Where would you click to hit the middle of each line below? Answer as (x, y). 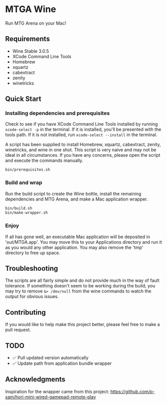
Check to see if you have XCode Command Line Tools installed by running (81, 124)
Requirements (27, 39)
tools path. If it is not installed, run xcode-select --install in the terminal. (81, 135)
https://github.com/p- (132, 391)
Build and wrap (24, 183)
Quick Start (23, 99)
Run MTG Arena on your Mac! (36, 23)
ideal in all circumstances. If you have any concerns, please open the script (83, 155)
